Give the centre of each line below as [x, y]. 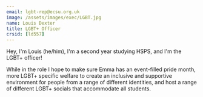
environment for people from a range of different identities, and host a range [101, 83]
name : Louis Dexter [31, 23]
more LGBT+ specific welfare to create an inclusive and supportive [89, 76]
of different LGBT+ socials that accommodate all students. [79, 89]
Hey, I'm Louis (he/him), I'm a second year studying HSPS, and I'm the [94, 51]
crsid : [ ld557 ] [25, 34]
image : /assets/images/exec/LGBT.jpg [54, 17]
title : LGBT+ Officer [34, 29]
